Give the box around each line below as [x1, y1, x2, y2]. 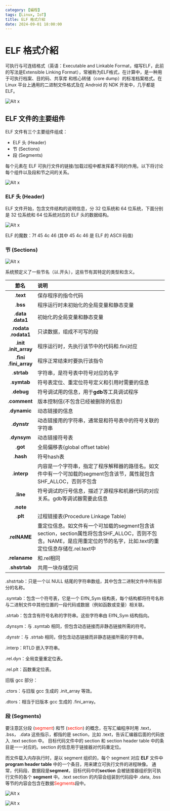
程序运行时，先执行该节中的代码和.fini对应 [37, 343, 138, 350]
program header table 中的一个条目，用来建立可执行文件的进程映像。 [5, 761, 151, 767]
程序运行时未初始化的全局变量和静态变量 [37, 301, 134, 309]
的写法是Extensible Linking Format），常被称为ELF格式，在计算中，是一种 [5, 69, 158, 75]
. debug [12, 388, 29, 395]
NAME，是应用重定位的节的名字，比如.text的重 [48, 537, 159, 545]
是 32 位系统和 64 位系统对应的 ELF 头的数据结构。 [5, 212, 112, 218]
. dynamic [9, 407, 32, 414]
